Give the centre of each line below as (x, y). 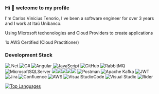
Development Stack (29, 55)
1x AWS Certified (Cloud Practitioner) (42, 42)
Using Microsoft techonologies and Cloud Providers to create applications (79, 33)
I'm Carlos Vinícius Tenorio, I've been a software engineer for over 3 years (79, 19)
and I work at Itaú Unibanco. (33, 23)
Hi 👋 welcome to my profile (37, 8)
